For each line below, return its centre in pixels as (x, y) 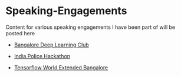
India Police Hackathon (42, 56)
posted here (20, 33)
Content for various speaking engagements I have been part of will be (90, 27)
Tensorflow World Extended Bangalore (61, 67)
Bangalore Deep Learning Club (51, 45)
